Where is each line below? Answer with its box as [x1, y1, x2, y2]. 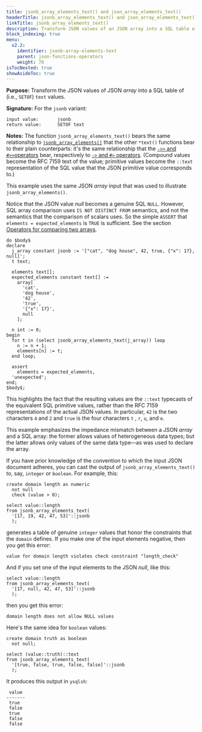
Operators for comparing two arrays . [6, 226, 97, 233]
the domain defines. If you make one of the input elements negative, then [6, 535, 185, 543]
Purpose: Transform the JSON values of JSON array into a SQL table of [6, 87, 185, 94]
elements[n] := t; [17, 348, 63, 354]
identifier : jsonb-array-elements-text [17, 48, 117, 54]
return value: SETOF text [6, 121, 85, 128]
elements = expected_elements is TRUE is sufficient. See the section [6, 220, 171, 227]
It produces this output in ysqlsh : [6, 678, 88, 685]
